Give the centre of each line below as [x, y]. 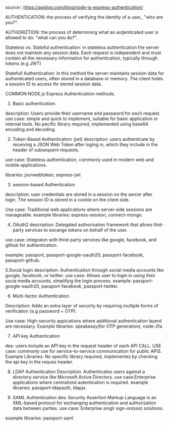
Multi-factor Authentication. [41, 296]
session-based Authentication [44, 184]
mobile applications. [26, 165]
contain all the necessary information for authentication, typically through [81, 58]
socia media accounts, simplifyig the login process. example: [69, 281]
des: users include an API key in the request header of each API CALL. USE [83, 346]
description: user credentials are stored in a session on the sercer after [79, 194]
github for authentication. [32, 245]
